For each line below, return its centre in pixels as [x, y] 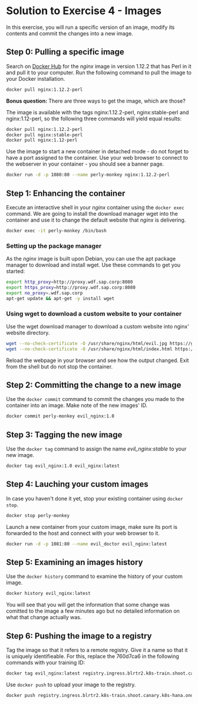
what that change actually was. [44, 617]
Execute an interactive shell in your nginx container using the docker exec [95, 207]
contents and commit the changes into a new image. [70, 33]
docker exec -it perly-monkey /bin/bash [57, 231]
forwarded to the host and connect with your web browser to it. [83, 533]
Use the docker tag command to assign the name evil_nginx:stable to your [96, 449]
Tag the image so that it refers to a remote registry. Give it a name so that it [97, 650]
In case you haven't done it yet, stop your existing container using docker [95, 498]
